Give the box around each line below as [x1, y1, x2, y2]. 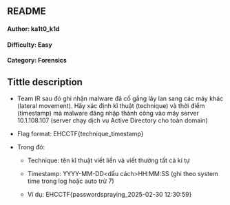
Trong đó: [17, 142, 45, 151]
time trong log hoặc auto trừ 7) [27, 177, 115, 185]
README [7, 6, 46, 17]
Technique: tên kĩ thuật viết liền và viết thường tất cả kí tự [27, 156, 191, 164]
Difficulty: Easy [7, 41, 53, 49]
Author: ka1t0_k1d [7, 24, 60, 33]
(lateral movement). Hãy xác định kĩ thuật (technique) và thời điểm [17, 101, 205, 109]
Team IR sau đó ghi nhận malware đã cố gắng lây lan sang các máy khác [17, 94, 224, 102]
